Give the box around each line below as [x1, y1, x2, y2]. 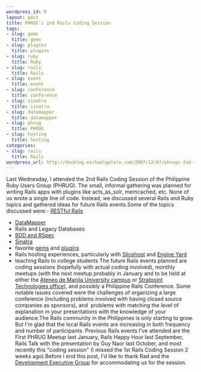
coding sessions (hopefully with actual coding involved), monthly [14, 264, 175, 271]
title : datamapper [11, 114, 58, 120]
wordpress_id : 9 [6, 8, 47, 15]
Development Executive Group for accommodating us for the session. [14, 359, 187, 366]
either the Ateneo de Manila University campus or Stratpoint [14, 276, 163, 283]
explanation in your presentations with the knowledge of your [14, 308, 166, 315]
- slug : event [6, 75, 42, 81]
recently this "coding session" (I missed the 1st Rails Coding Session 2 [14, 346, 188, 353]
